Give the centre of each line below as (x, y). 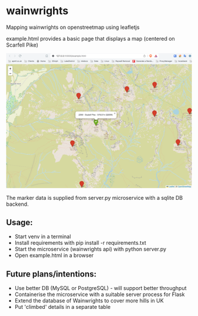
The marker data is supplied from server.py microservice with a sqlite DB (95, 197)
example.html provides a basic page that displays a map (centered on (90, 38)
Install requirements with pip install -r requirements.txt (80, 243)
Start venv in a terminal (43, 236)
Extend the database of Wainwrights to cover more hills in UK (89, 301)
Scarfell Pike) (22, 45)
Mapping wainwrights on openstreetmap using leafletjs (73, 27)
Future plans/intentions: (52, 274)
